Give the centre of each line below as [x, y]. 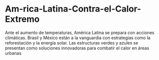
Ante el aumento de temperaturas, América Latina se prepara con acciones [80, 32]
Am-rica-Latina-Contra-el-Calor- [73, 9]
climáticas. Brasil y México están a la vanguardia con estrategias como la [78, 38]
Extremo [22, 19]
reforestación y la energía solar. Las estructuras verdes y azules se [72, 43]
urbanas [13, 53]
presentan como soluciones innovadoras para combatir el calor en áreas [77, 48]
